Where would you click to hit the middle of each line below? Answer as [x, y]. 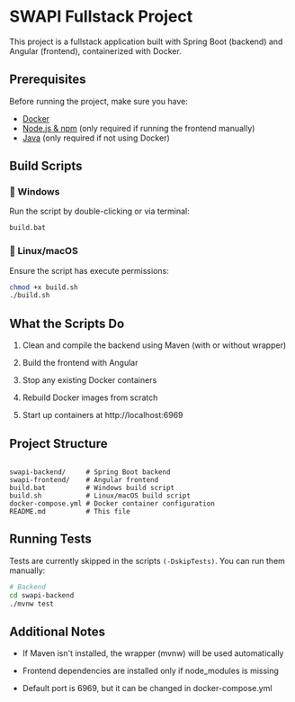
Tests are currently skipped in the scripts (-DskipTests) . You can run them [147, 561]
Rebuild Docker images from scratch [90, 397]
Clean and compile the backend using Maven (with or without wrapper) [154, 345]
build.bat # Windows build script [92, 488]
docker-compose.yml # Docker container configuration [112, 503]
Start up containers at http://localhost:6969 [103, 415]
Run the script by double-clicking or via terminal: [100, 211]
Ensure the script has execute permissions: [89, 270]
